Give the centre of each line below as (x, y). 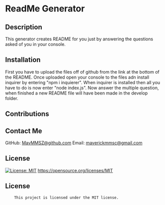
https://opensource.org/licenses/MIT (75, 170)
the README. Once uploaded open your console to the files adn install (77, 77)
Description (24, 27)
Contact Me (24, 131)
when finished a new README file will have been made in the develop (77, 93)
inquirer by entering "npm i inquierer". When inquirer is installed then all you (83, 82)
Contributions (27, 114)
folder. (12, 98)
